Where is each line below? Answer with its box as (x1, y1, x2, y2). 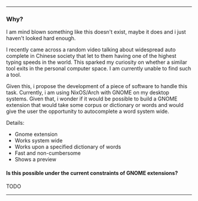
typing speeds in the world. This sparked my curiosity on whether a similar (6, 59, 187, 66)
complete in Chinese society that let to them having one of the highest (6, 53, 177, 60)
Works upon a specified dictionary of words (14, 143, 121, 151)
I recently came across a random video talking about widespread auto (6, 46, 176, 53)
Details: (6, 119, 25, 127)
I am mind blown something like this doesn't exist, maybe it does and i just (6, 28, 186, 35)
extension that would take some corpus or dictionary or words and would (6, 102, 184, 109)
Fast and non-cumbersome (14, 150, 81, 157)
